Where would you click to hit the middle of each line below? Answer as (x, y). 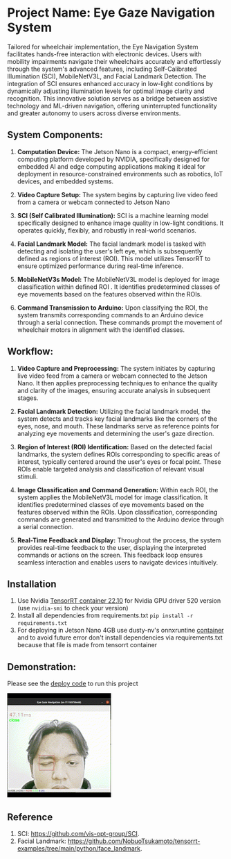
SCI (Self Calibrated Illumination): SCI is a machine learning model (113, 215)
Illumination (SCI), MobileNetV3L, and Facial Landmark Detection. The (107, 76)
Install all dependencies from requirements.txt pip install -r (105, 615)
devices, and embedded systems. (65, 181)
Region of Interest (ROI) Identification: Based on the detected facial (114, 447)
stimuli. (27, 476)
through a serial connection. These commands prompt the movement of (120, 322)
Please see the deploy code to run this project (73, 684)
